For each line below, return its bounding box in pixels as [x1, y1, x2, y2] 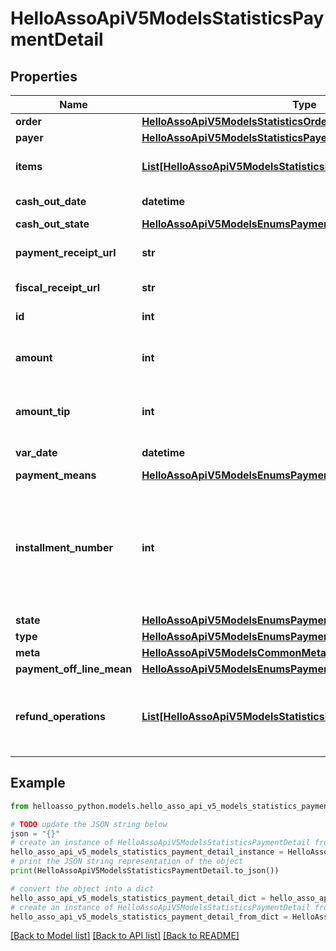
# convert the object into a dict [10, 883, 155, 894]
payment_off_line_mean [15, 662, 133, 676]
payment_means [15, 468, 97, 482]
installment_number [15, 541, 113, 554]
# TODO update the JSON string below [10, 819, 168, 829]
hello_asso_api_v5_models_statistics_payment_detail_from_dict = [10, 912, 288, 922]
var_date [15, 446, 58, 459]
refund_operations [15, 710, 106, 723]
